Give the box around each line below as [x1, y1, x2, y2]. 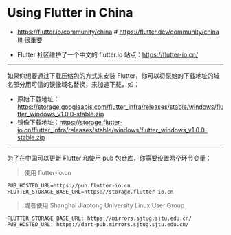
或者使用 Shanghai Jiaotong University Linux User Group [23, 201, 185, 210]
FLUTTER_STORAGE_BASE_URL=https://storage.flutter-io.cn [7, 188, 174, 195]
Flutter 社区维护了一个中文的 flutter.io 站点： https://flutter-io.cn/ [16, 50, 199, 59]
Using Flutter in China [7, 5, 133, 21]
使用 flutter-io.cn [23, 168, 72, 176]
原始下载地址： [16, 94, 60, 103]
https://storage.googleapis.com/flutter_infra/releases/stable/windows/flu [16, 102, 224, 111]
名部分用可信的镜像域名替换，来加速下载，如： [7, 80, 140, 88]
